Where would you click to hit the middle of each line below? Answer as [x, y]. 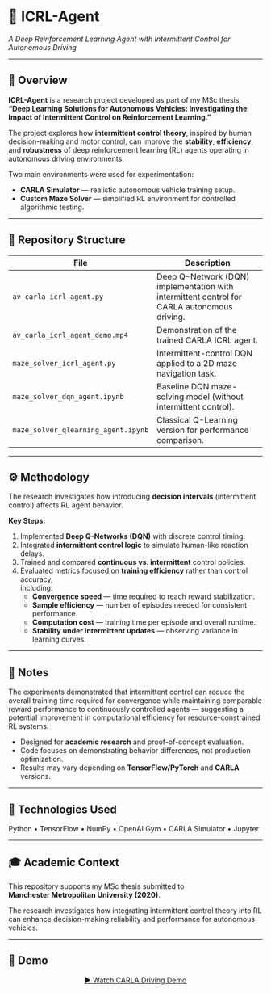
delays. [32, 553]
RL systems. [29, 726]
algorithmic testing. [52, 207]
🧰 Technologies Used [63, 809]
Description [208, 263]
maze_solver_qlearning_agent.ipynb [81, 430]
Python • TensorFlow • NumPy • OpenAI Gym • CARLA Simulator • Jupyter [134, 829]
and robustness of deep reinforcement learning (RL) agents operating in [129, 149]
